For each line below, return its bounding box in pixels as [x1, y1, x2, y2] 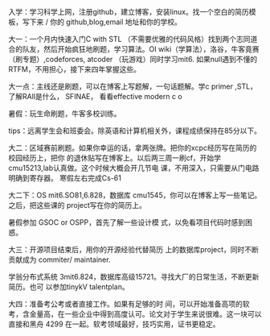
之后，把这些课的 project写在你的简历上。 [8, 201, 147, 209]
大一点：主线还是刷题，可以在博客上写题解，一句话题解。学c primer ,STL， [8, 81, 257, 91]
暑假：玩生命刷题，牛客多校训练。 [8, 109, 121, 118]
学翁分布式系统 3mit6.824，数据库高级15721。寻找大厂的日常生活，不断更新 [8, 272, 260, 281]
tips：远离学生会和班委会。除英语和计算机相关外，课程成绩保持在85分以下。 [8, 126, 261, 135]
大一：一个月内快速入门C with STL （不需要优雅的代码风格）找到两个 [8, 35, 237, 44]
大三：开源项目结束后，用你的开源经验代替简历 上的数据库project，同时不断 [8, 245, 260, 254]
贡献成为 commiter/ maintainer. [8, 255, 111, 264]
